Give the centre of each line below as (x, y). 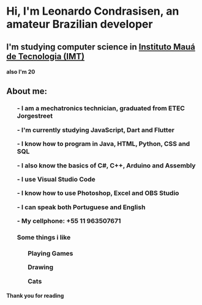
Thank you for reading (35, 296)
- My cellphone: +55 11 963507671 (69, 221)
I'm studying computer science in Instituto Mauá (101, 47)
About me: (27, 91)
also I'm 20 (21, 72)
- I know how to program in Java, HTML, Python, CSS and (103, 144)
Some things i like (44, 238)
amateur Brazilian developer (80, 24)
